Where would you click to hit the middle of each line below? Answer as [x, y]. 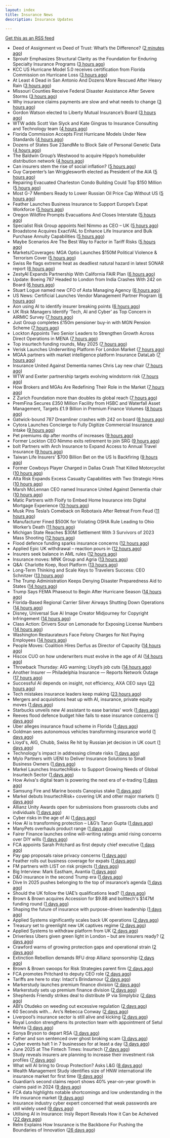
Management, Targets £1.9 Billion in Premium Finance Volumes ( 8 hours [88, 409]
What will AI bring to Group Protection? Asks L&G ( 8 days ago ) [77, 1066]
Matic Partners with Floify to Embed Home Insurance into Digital [79, 500]
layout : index [20, 10]
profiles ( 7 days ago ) [34, 1060]
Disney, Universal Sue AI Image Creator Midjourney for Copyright [80, 613]
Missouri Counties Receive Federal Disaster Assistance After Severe [83, 91]
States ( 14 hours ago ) [35, 586]
